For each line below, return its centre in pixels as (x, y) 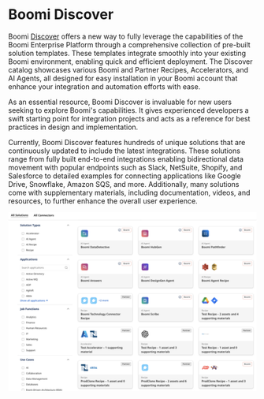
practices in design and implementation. (73, 127)
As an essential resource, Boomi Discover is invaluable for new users (120, 102)
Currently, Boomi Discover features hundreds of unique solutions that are (127, 142)
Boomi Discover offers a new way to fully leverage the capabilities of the (126, 36)
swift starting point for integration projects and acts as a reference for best (129, 118)
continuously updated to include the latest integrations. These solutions (124, 151)
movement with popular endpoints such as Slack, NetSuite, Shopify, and (125, 167)
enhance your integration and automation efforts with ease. (104, 86)
